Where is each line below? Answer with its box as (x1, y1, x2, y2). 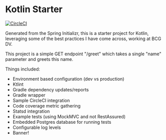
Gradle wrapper (12, 92, 46, 98)
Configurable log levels (12, 124, 61, 130)
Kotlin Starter (5, 4, 63, 15)
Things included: (5, 66, 40, 72)
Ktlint (12, 81, 24, 87)
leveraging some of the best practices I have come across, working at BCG (5, 36, 161, 42)
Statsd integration (12, 108, 50, 114)
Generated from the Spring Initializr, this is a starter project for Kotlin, (5, 30, 149, 36)
